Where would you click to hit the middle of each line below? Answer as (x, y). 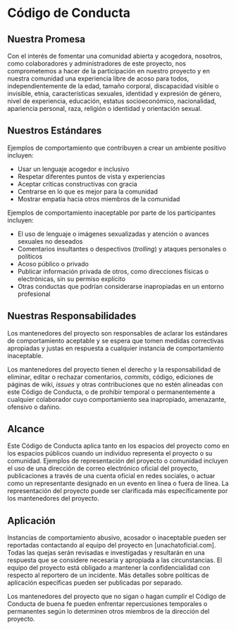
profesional (34, 294)
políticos (30, 256)
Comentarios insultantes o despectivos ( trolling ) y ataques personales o (122, 249)
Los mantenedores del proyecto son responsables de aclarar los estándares (118, 333)
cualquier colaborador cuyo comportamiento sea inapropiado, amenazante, (117, 399)
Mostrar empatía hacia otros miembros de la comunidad (99, 198)
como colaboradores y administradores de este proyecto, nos (97, 64)
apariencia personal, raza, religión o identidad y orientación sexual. (105, 108)
